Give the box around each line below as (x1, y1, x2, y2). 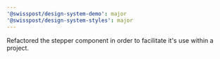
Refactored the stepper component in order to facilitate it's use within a (6, 36, 214, 44)
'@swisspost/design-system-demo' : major (6, 10, 128, 18)
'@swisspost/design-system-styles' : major (6, 17, 133, 24)
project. (6, 44, 30, 52)
